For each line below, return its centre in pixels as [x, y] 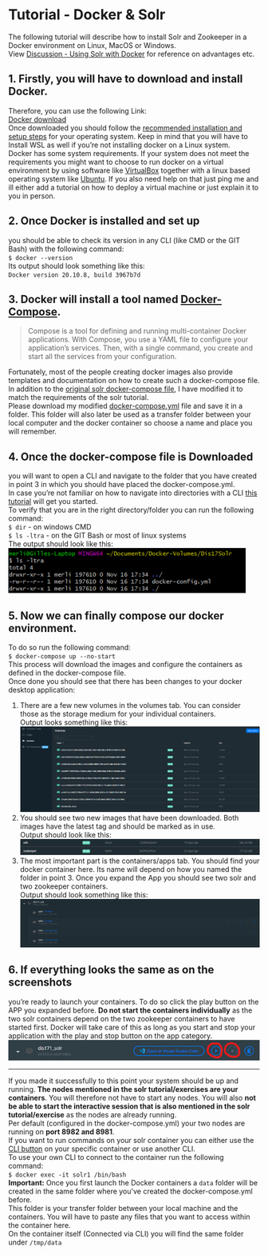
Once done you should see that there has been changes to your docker [125, 681]
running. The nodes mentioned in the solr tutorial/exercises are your [123, 1089]
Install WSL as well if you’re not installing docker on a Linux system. [119, 145]
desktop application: [42, 690]
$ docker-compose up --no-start [62, 657]
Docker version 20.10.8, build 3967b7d [75, 275]
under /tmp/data [35, 1242]
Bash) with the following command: [66, 249]
